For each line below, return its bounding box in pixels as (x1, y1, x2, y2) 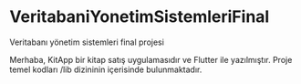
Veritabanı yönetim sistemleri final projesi (9, 37, 164, 47)
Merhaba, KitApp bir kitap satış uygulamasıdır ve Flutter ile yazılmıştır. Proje (9, 54, 293, 65)
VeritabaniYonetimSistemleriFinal (9, 6, 270, 27)
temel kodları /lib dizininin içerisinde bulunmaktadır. (9, 64, 202, 75)
